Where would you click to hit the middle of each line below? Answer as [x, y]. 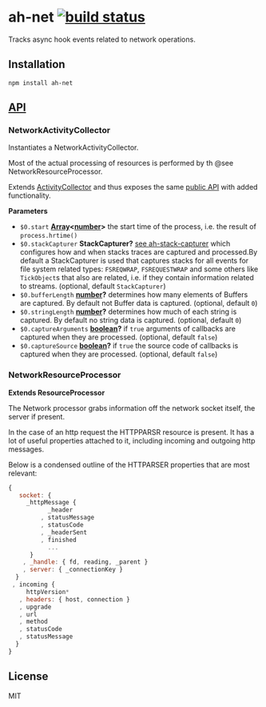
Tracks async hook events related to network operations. [102, 39]
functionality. [30, 195]
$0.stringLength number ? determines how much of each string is [128, 311]
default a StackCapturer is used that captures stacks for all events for [134, 261]
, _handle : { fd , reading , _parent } [85, 562]
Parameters [28, 211]
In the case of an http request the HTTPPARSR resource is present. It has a [131, 432]
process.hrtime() [49, 236]
